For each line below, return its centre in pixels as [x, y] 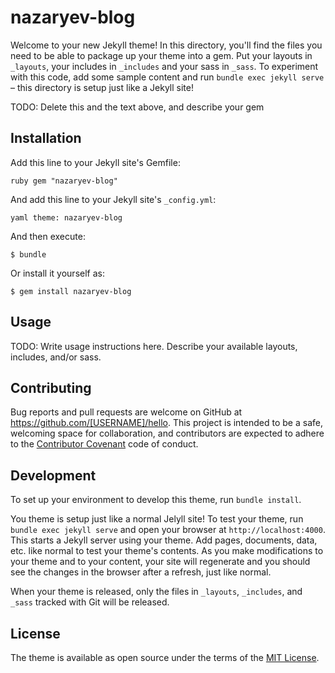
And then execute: [48, 236]
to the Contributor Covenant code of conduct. [104, 444]
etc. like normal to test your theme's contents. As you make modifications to [167, 551]
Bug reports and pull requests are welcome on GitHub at [126, 412]
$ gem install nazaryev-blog [71, 291]
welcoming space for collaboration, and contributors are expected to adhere [167, 433]
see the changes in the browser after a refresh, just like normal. [141, 572]
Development [53, 475]
